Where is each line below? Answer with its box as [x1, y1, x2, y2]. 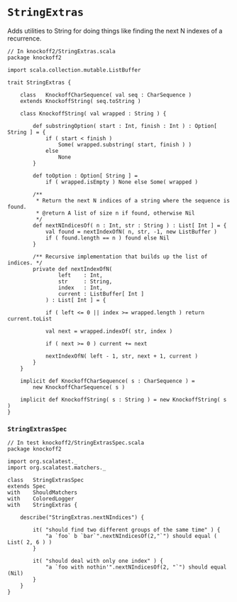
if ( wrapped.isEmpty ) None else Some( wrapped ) [45, 178, 199, 186]
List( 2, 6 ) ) [7, 539, 53, 546]
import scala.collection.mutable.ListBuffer [7, 66, 141, 73]
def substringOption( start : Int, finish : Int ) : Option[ [33, 122, 218, 129]
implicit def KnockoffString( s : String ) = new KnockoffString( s [20, 396, 227, 403]
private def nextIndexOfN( [33, 265, 113, 272]
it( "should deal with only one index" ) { [33, 557, 163, 565]
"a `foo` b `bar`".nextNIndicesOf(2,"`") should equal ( [45, 532, 218, 540]
